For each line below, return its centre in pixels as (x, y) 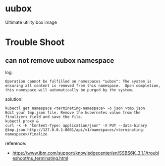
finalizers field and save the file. (44, 117)
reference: (16, 143)
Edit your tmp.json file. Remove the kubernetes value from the (73, 112)
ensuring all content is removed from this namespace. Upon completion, (83, 85)
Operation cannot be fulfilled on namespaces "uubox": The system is (79, 81)
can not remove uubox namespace (60, 61)
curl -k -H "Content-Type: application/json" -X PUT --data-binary (76, 125)
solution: (14, 99)
